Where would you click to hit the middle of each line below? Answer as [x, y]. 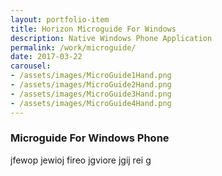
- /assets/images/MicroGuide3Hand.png [91, 94]
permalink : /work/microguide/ [73, 47]
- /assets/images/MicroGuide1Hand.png [91, 76]
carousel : [31, 66]
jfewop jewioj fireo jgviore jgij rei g [81, 160]
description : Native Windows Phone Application [111, 38]
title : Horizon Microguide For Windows [93, 29]
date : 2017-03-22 [46, 57]
